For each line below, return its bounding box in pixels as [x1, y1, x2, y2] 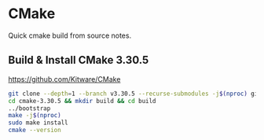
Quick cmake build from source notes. [8, 31, 132, 40]
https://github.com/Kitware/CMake [8, 74, 121, 83]
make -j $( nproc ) [8, 112, 61, 120]
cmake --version [8, 127, 61, 134]
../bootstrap [8, 104, 51, 112]
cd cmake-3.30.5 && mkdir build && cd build [8, 97, 156, 105]
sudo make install [8, 119, 68, 127]
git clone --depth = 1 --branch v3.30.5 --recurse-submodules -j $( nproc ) [8, 90, 247, 98]
